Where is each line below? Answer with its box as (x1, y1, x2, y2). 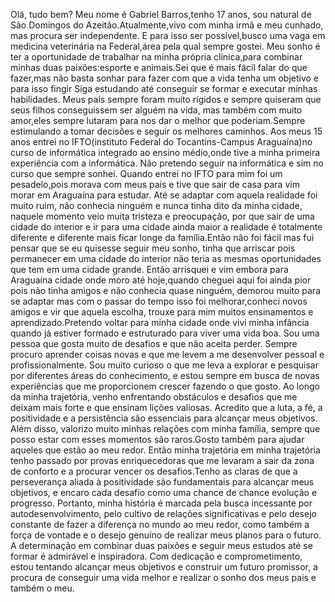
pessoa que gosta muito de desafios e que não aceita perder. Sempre (10, 338, 298, 349)
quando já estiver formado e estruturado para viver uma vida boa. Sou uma (10, 327, 320, 339)
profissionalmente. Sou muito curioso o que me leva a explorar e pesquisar (10, 359, 319, 371)
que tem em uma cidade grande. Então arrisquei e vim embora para (10, 264, 289, 275)
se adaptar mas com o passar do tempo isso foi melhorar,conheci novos (10, 295, 308, 307)
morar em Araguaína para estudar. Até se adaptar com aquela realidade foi (10, 189, 318, 201)
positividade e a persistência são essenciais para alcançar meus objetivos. (10, 412, 318, 424)
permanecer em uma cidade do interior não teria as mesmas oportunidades (10, 253, 322, 264)
